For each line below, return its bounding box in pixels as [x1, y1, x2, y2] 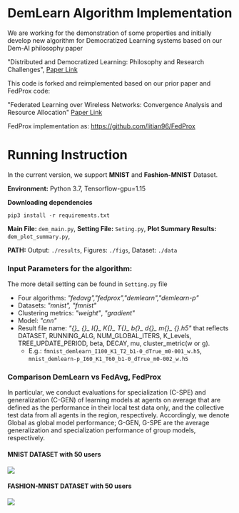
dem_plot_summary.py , [7, 232, 71, 240]
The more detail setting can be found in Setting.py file [7, 280, 168, 288]
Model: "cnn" [17, 316, 57, 325]
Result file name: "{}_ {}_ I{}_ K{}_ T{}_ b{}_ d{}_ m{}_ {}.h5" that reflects [17, 324, 229, 332]
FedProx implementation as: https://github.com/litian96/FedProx [7, 121, 196, 130]
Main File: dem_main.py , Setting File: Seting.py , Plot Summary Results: [7, 224, 217, 233]
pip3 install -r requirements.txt [7, 212, 111, 219]
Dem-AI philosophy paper [7, 44, 83, 52]
